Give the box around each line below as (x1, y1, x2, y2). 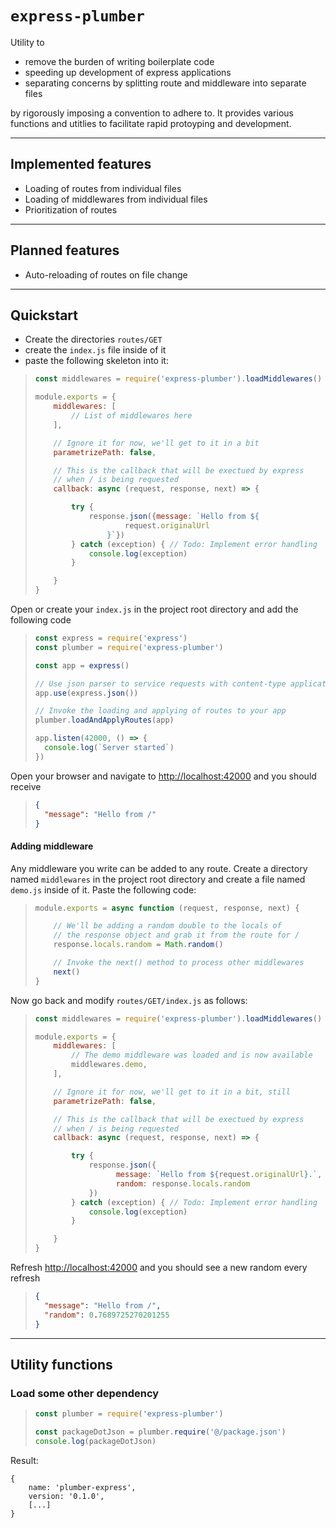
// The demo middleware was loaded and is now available (71, 1050, 313, 1061)
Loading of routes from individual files (24, 182, 182, 194)
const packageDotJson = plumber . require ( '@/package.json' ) (34, 1427, 287, 1437)
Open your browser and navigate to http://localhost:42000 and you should (10, 770, 317, 782)
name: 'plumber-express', (28, 1482, 137, 1492)
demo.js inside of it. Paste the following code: (10, 883, 197, 896)
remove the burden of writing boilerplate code (24, 55, 215, 67)
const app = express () (34, 660, 130, 671)
